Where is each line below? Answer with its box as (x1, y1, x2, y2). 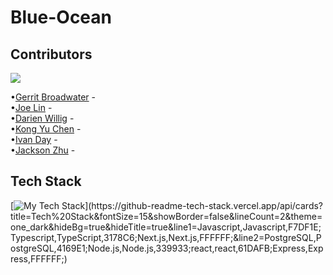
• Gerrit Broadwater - (10, 91, 97, 103)
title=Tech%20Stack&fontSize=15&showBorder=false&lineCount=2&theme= (10, 210, 323, 222)
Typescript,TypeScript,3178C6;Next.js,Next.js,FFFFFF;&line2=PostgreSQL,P (10, 231, 322, 243)
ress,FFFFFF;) (10, 252, 68, 265)
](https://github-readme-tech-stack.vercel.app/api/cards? (84, 199, 324, 211)
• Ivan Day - (10, 134, 58, 145)
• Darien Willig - (10, 112, 75, 124)
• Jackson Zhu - (10, 144, 76, 156)
